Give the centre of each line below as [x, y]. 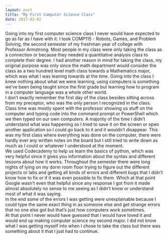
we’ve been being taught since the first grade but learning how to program [82, 87]
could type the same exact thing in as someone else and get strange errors [83, 205]
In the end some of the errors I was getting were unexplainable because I [81, 199]
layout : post [19, 10]
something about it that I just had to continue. [52, 231]
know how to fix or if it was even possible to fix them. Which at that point [80, 178]
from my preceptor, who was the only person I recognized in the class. [78, 103]
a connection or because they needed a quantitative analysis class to [77, 55]
